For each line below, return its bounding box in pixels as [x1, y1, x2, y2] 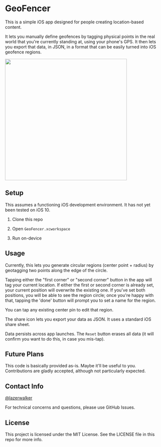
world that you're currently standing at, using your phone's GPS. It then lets [5, 38, 157, 44]
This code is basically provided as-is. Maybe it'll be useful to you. [5, 363, 136, 369]
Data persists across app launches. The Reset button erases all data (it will [5, 331, 154, 337]
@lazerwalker [5, 395, 33, 401]
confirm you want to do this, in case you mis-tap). [5, 336, 105, 342]
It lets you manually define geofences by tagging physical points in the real [5, 34, 155, 39]
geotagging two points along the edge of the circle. [5, 267, 108, 273]
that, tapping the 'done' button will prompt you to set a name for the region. [5, 297, 156, 303]
